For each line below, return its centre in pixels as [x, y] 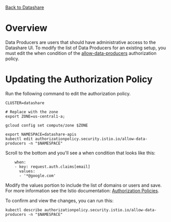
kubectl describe [24, 210]
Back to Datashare [25, 7]
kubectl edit [19, 139]
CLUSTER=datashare [25, 103]
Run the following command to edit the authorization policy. [68, 93]
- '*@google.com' [37, 176]
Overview [26, 28]
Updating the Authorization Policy [79, 79]
